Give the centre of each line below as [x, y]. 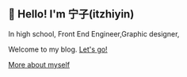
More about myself [39, 64]
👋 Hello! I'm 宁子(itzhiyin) [71, 14]
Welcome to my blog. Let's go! [58, 49]
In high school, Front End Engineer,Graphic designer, [94, 33]
